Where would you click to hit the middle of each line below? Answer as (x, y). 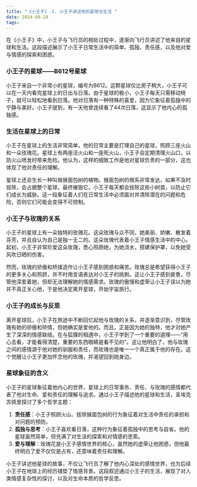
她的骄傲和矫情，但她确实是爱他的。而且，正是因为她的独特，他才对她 (101, 327)
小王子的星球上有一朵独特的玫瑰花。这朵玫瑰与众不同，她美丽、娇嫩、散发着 (98, 232)
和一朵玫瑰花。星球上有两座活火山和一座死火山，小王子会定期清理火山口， (96, 152)
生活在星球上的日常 (33, 131)
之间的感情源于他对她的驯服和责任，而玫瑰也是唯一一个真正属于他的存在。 (96, 349)
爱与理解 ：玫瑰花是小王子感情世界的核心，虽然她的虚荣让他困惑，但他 (99, 443)
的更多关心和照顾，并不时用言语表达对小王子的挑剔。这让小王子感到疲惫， (96, 275)
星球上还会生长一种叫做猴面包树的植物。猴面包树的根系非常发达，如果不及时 (98, 179)
